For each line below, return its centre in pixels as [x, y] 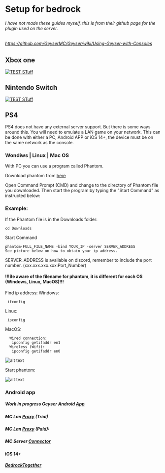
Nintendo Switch [31, 87]
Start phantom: [20, 370]
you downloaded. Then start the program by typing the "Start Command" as [82, 191]
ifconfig [16, 302]
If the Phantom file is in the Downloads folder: [51, 219]
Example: [16, 208]
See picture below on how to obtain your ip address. [62, 251]
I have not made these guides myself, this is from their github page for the [80, 23]
